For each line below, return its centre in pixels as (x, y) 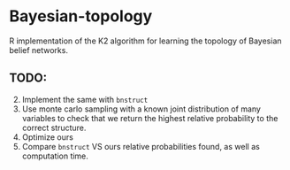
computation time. (55, 156)
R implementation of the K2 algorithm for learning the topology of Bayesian (145, 41)
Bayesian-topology (81, 16)
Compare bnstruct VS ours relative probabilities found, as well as (141, 146)
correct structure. (54, 127)
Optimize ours (47, 137)
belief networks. (39, 50)
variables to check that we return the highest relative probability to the (150, 118)
